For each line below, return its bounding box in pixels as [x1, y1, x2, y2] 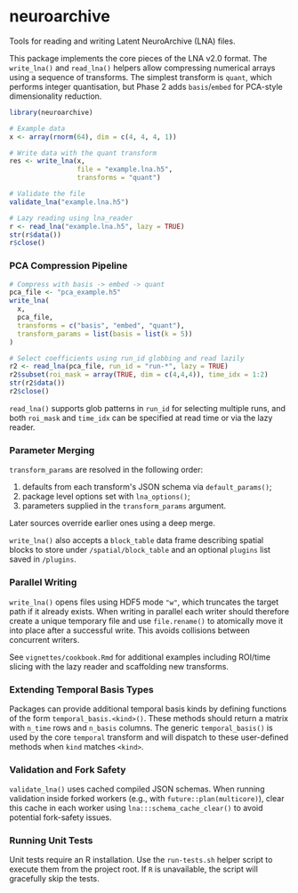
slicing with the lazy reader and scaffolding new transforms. [9, 661, 230, 671]
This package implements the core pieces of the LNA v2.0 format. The [9, 53, 268, 63]
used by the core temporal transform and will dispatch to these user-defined [9, 732, 289, 743]
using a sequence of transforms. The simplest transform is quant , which [9, 71, 273, 82]
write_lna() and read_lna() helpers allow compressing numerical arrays [9, 62, 276, 73]
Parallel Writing [9, 576, 77, 589]
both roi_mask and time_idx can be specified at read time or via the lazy [9, 412, 273, 423]
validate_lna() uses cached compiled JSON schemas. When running [9, 783, 265, 794]
